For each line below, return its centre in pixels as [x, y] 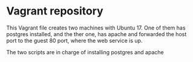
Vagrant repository [55, 11]
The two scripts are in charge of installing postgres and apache [85, 52]
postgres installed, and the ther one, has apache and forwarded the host [97, 34]
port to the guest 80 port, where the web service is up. [74, 40]
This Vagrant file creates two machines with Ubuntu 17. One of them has [96, 28]
